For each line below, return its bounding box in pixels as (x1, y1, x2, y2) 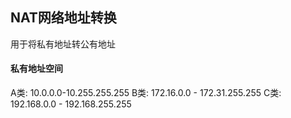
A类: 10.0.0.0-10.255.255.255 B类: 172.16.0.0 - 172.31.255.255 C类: (10, 87, 282, 99)
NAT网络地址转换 (10, 9, 117, 27)
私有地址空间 (10, 63, 63, 75)
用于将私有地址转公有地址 (10, 38, 116, 50)
